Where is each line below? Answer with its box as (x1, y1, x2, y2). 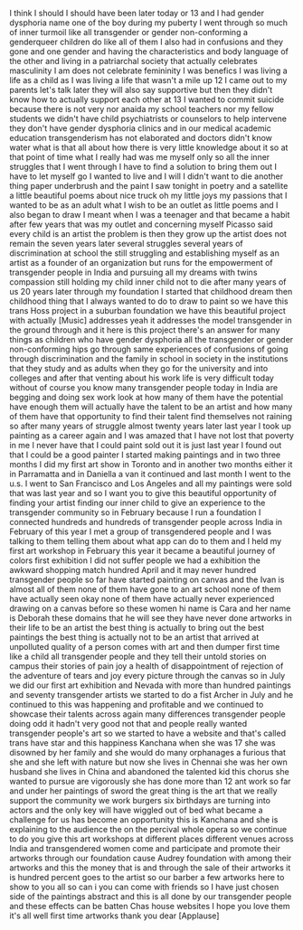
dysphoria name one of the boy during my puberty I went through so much (9, 17, 288, 28)
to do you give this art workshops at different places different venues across (9, 833, 294, 844)
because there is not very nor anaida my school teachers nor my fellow (9, 104, 274, 114)
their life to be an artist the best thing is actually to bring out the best (9, 623, 265, 633)
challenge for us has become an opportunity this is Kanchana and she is (9, 814, 279, 825)
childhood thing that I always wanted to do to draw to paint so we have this (9, 296, 289, 306)
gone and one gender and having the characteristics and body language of (9, 46, 289, 57)
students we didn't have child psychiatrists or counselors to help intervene (9, 113, 288, 124)
